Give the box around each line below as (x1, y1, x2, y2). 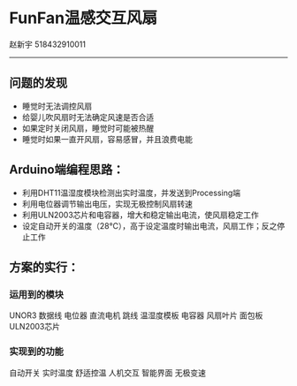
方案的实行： (9, 260, 80, 275)
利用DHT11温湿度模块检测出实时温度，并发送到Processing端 (21, 187, 241, 198)
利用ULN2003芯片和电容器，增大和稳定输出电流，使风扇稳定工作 (21, 209, 259, 220)
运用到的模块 (9, 288, 65, 300)
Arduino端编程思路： (9, 163, 125, 178)
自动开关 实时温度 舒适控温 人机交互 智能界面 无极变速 (9, 367, 206, 378)
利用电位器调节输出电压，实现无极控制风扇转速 (21, 198, 193, 208)
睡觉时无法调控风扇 (21, 101, 93, 111)
